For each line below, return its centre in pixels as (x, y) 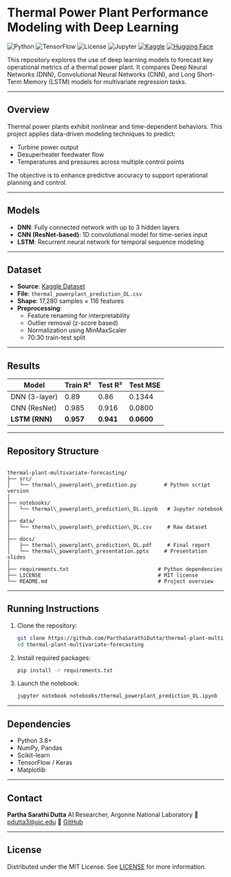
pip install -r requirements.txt (65, 670)
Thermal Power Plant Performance (108, 13)
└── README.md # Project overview (110, 581)
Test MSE (145, 385)
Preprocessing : (39, 309)
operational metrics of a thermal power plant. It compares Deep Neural (107, 67)
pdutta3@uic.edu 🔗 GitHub (45, 822)
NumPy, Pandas (40, 748)
